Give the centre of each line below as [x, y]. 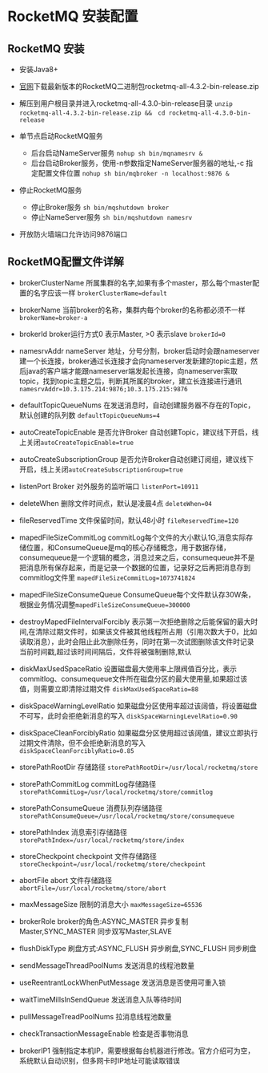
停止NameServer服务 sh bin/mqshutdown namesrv [112, 217]
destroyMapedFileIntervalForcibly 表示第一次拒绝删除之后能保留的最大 [135, 622]
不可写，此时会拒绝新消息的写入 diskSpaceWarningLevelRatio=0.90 [128, 715]
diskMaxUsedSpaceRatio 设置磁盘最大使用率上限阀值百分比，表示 [128, 668]
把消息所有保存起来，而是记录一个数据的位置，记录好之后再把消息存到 [135, 567]
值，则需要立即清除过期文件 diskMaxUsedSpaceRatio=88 [109, 688]
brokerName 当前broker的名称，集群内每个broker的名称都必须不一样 [132, 310]
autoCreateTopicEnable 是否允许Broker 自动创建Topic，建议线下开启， [136, 432]
